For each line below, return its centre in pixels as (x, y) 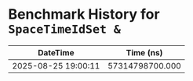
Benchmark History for (84, 14)
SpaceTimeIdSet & (65, 29)
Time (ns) (144, 52)
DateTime (56, 52)
